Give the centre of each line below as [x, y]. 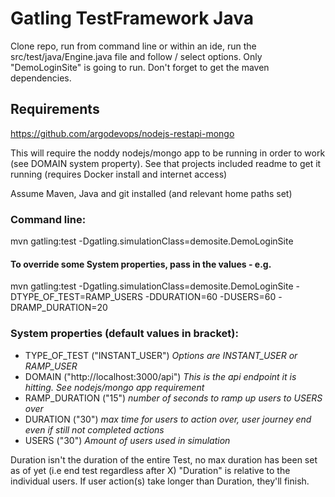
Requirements [55, 109]
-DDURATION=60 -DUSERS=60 [210, 297]
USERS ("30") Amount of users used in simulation [127, 440]
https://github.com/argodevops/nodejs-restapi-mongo [122, 133]
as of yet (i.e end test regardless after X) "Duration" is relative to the [150, 470]
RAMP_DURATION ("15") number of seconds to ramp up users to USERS [173, 398]
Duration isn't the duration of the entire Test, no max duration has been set [164, 459]
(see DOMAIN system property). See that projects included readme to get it [166, 163]
